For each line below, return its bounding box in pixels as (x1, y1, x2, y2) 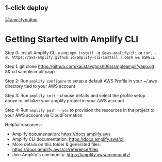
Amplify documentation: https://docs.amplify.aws (12, 131, 111, 137)
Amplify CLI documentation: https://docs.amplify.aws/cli (12, 136, 125, 142)
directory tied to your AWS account (5, 83, 76, 89)
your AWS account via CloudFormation (5, 112, 82, 118)
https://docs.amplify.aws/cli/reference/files (12, 146, 98, 152)
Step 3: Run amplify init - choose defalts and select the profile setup (5, 92, 146, 98)
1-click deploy (5, 4, 49, 12)
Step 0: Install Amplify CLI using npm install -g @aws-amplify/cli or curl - (5, 49, 157, 55)
